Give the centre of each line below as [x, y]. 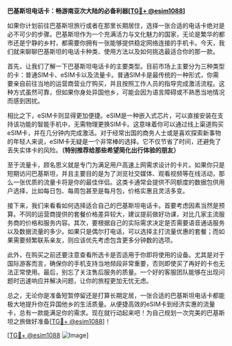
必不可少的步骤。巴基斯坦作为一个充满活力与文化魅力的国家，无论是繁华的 [113, 34]
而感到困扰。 [25, 101]
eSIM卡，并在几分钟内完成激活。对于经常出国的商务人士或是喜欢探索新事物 [114, 133]
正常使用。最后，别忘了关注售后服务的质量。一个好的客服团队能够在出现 [116, 272]
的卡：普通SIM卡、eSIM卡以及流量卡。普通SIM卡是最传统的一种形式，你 [110, 75]
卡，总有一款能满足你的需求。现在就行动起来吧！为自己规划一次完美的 [107, 313]
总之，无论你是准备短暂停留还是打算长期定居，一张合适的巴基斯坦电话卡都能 [116, 295]
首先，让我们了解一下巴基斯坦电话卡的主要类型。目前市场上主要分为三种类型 [116, 66]
